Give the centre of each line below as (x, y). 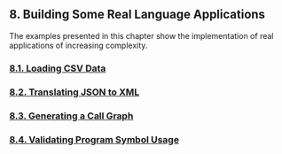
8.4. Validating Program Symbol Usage (94, 139)
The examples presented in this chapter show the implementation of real (141, 35)
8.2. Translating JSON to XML (74, 92)
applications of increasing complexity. (78, 45)
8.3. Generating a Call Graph (71, 116)
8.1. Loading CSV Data (58, 68)
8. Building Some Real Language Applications (137, 15)
